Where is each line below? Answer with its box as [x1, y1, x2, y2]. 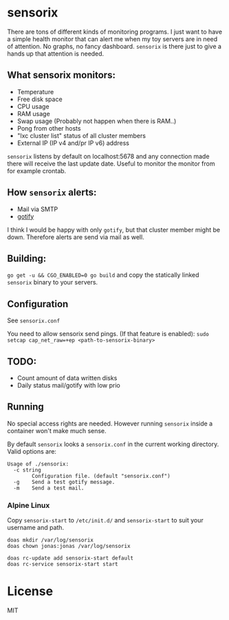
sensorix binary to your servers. [7, 278, 98, 287]
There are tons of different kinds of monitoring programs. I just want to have [7, 27, 222, 36]
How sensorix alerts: [7, 187, 97, 199]
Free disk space [17, 95, 63, 103]
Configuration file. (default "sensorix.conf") [32, 472, 171, 479]
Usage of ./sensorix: [7, 461, 69, 467]
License [7, 584, 54, 599]
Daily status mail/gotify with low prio [17, 381, 120, 389]
